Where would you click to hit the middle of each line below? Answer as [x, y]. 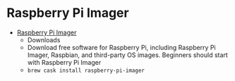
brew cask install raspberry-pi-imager [86, 70]
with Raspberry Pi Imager [64, 62]
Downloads [44, 39]
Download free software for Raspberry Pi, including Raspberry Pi [121, 47]
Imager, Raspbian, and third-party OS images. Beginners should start [128, 55]
